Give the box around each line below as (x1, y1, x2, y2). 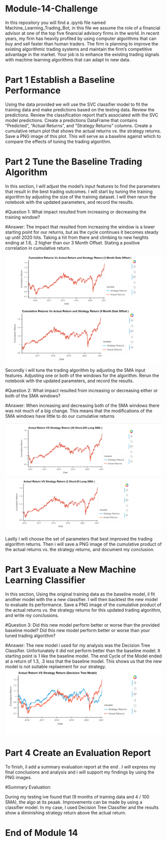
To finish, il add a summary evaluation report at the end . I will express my (5, 764, 156, 770)
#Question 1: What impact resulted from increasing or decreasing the (5, 208, 147, 215)
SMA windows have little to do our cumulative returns (5, 413, 115, 419)
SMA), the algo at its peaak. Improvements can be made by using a (5, 799, 143, 805)
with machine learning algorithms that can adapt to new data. (5, 56, 131, 62)
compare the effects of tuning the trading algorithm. (5, 138, 112, 144)
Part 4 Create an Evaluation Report (5, 747, 151, 759)
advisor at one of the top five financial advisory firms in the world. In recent (5, 30, 160, 36)
